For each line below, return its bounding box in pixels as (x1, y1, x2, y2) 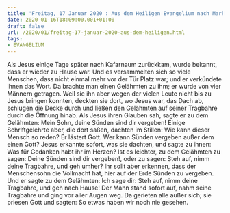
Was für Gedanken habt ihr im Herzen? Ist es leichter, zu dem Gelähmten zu (7, 147, 221, 156)
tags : (7, 35, 23, 42)
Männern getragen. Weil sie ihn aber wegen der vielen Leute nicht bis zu (7, 89, 212, 98)
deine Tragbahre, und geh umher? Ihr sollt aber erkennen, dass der (7, 162, 196, 170)
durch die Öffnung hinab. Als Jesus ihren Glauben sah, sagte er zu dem (7, 111, 209, 119)
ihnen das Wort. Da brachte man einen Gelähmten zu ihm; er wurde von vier (7, 83, 221, 90)
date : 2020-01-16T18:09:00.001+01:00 (7, 16, 115, 23)
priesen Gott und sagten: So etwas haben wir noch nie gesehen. (7, 199, 188, 206)
